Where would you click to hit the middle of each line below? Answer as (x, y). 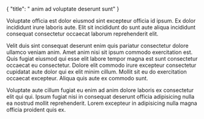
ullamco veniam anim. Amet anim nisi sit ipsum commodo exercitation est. (100, 52)
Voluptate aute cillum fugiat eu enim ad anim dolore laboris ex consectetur (100, 90)
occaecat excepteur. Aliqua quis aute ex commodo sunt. (77, 78)
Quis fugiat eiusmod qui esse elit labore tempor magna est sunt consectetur (102, 59)
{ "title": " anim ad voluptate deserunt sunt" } (63, 9)
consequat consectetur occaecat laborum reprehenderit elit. (82, 34)
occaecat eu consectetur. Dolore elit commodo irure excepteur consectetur (101, 65)
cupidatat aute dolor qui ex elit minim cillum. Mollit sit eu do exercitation (96, 72)
